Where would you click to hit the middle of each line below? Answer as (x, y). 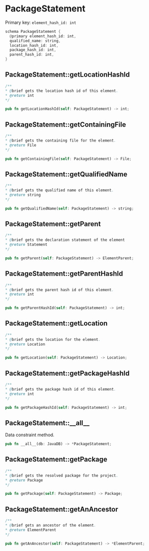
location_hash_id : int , (34, 45)
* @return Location (25, 344)
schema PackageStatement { (33, 31)
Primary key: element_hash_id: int (41, 22)
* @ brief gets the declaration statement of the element (65, 240)
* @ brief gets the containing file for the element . (61, 140)
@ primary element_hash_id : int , (43, 36)
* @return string (23, 195)
